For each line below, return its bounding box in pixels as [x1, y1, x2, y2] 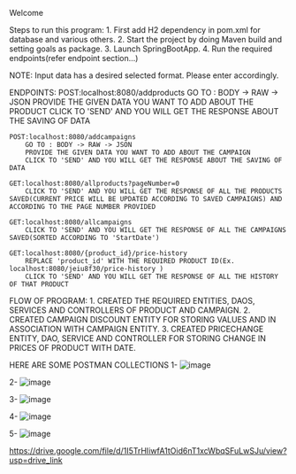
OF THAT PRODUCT [9, 280, 69, 289]
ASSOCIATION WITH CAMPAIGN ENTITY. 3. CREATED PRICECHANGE [9, 323, 264, 334]
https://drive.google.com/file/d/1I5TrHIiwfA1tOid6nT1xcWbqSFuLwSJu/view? [9, 446, 287, 455]
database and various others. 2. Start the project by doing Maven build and [9, 35, 283, 44]
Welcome [9, 8, 44, 18]
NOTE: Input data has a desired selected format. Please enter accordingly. [9, 70, 279, 81]
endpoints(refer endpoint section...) [9, 53, 139, 63]
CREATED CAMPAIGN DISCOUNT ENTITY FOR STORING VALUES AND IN [9, 315, 277, 324]
